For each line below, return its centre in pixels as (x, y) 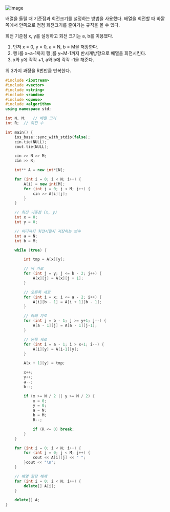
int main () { (19, 132)
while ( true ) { (31, 250)
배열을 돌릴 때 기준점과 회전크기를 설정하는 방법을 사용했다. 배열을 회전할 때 (80, 19)
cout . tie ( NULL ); (32, 147)
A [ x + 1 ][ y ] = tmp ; (45, 363)
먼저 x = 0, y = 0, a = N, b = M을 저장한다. (56, 47)
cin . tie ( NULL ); (31, 142)
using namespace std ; (28, 109)
